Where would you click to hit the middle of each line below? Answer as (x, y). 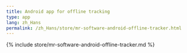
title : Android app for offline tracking (58, 11)
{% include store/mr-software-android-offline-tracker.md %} (81, 45)
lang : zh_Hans (24, 22)
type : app (18, 17)
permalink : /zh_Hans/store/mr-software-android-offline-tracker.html (94, 28)
